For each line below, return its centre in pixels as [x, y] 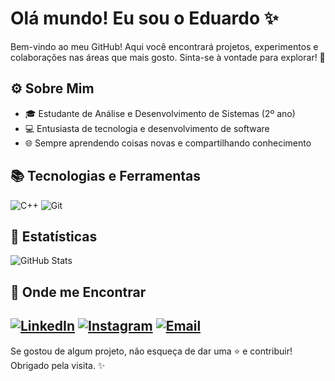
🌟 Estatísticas [54, 236]
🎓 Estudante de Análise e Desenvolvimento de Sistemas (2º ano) [160, 113]
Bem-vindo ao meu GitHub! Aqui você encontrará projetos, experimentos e [164, 46]
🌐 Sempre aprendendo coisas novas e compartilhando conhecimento [168, 143]
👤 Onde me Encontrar [78, 292]
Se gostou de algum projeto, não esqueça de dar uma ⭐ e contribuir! [151, 351]
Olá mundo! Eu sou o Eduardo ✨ [144, 18]
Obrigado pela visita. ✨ [58, 365]
